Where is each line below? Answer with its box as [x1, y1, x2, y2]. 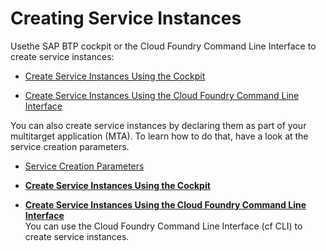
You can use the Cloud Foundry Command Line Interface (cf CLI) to [24, 220, 303, 232]
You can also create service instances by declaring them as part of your [10, 119, 307, 131]
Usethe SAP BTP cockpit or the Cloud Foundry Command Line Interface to [10, 40, 317, 52]
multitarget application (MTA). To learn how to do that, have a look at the [10, 130, 309, 142]
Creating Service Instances [10, 7, 242, 30]
